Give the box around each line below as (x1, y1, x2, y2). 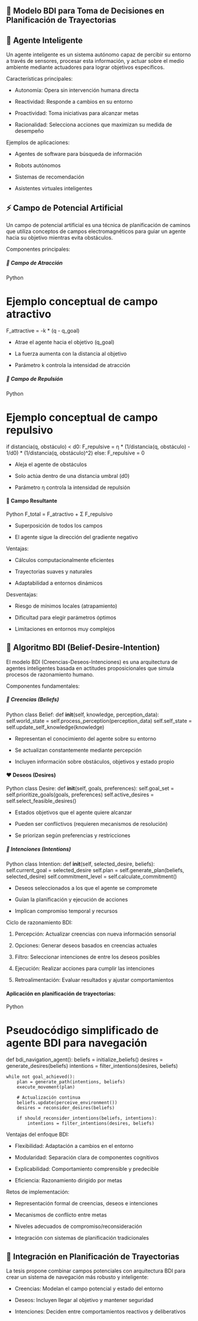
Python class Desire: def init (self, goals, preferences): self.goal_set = (6, 785, 174, 792)
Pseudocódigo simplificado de (6, 1024, 159, 1038)
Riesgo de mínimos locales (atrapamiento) (14, 602, 118, 610)
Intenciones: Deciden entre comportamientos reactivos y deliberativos (14, 1308, 186, 1315)
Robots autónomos (14, 162, 61, 169)
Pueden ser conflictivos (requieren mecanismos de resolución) (14, 821, 168, 828)
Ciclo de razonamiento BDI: (6, 918, 73, 926)
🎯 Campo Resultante (6, 497, 57, 505)
